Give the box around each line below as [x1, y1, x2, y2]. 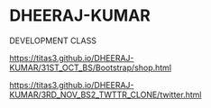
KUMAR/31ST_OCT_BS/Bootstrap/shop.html [9, 62, 172, 73]
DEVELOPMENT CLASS [9, 35, 97, 46]
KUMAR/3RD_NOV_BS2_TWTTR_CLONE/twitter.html [9, 89, 202, 100]
